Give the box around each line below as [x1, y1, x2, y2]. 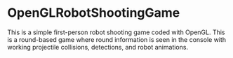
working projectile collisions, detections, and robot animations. [7, 43, 188, 51]
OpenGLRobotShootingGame [7, 5, 180, 21]
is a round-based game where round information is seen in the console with [7, 35, 227, 43]
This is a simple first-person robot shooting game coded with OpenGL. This [7, 28, 226, 36]
